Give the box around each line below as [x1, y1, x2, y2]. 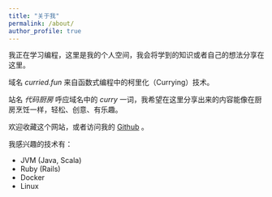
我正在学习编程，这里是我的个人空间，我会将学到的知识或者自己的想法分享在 [8, 50, 265, 60]
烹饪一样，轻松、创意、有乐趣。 [15, 105, 123, 114]
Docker [19, 173, 45, 182]
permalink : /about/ [8, 19, 75, 28]
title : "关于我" [8, 11, 60, 20]
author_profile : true [8, 27, 82, 35]
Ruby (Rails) [19, 164, 61, 174]
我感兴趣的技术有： [8, 139, 73, 149]
